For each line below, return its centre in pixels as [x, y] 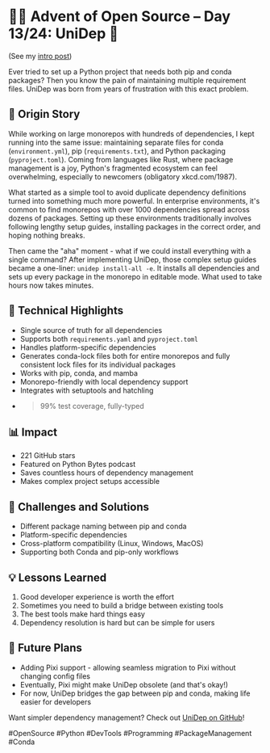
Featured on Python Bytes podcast [77, 465]
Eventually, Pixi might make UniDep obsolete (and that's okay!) [124, 684]
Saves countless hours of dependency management [106, 473]
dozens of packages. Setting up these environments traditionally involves [130, 218]
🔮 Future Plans [46, 648]
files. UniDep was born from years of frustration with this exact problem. [129, 89]
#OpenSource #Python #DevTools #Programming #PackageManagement [130, 733]
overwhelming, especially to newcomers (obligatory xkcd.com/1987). [123, 176]
